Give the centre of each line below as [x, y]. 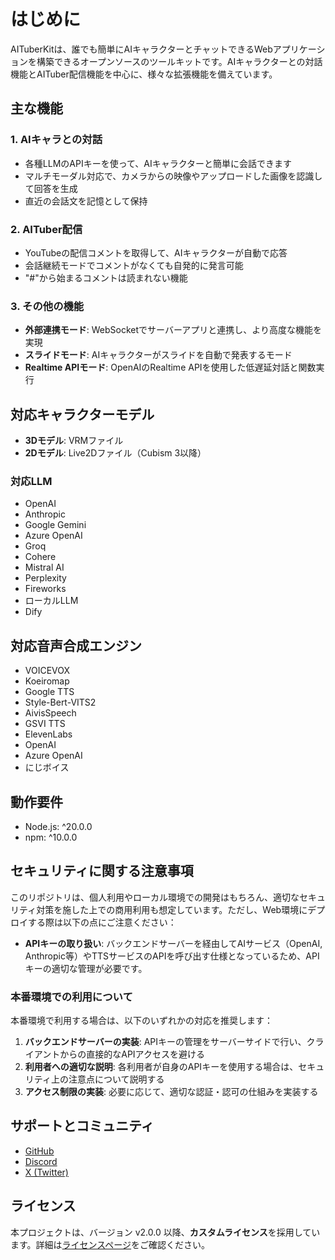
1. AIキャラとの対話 [56, 140]
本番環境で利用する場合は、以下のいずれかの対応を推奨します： [141, 1021]
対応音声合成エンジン [76, 645]
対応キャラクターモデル [82, 414]
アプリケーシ [299, 49]
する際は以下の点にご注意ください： [102, 922]
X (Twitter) [46, 1172]
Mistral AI [44, 567]
